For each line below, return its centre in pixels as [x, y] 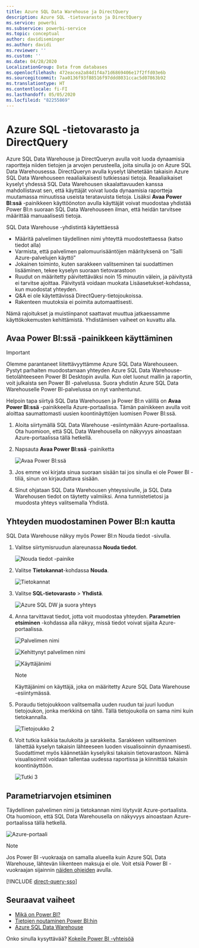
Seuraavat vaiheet [41, 900]
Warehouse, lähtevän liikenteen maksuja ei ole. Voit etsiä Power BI [87, 864]
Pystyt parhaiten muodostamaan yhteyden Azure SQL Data [78, 371]
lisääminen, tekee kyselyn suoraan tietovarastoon [75, 270]
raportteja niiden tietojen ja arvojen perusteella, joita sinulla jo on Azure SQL [99, 165]
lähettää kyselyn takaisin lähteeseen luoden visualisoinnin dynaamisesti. [103, 746]
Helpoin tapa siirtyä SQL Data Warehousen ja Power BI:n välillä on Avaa [94, 401]
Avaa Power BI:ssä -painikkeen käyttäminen [89, 338]
